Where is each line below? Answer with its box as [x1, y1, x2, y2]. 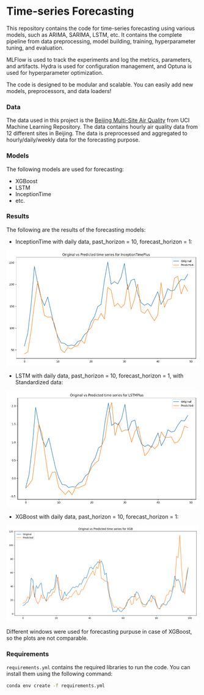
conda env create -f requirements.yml [6, 682, 105, 689]
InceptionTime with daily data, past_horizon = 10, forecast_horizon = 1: [15, 238, 192, 245]
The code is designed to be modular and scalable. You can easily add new [6, 81, 194, 88]
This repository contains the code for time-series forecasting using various [6, 25, 195, 32]
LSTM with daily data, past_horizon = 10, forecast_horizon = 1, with [15, 372, 184, 379]
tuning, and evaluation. [6, 44, 64, 51]
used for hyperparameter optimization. [6, 69, 104, 76]
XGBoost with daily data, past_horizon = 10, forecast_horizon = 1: [15, 513, 179, 520]
